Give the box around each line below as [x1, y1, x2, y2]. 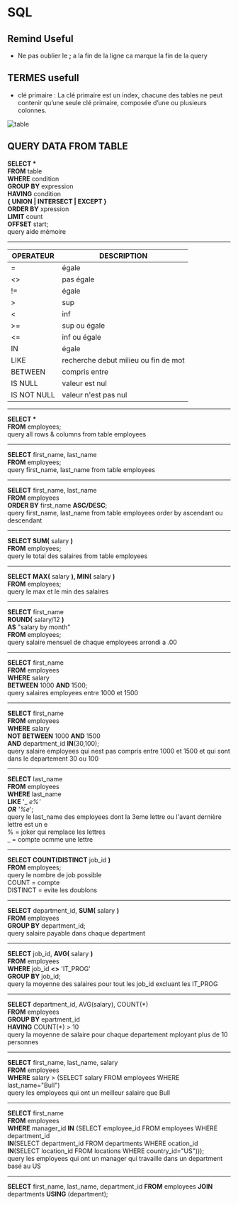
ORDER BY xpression [7, 204, 69, 213]
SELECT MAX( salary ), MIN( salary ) [7, 572, 115, 580]
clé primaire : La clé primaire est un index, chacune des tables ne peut [17, 90, 223, 100]
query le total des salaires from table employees [7, 552, 148, 560]
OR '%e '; [7, 805, 34, 813]
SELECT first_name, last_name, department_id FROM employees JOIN [7, 1182, 213, 1191]
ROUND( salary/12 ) [7, 615, 64, 623]
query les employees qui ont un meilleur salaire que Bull [7, 1088, 171, 1097]
